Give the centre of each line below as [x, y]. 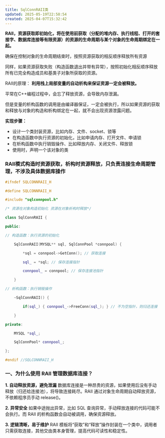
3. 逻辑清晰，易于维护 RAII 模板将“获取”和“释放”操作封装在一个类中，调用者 [81, 425]
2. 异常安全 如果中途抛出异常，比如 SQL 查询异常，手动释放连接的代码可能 [80, 408]
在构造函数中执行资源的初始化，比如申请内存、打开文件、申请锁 [77, 138]
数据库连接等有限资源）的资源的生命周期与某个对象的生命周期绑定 [84, 39]
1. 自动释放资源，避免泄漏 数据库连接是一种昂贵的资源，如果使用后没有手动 [81, 385]
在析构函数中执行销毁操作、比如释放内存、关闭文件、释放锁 [72, 144]
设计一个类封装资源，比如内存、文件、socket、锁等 [64, 132]
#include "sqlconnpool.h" [31, 200]
